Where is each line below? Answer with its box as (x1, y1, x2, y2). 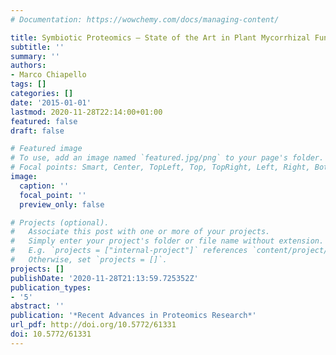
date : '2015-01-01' (10, 97, 92, 108)
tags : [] (10, 79, 47, 90)
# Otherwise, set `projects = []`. (10, 255, 168, 265)
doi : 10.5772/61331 (10, 329, 92, 339)
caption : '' (19, 181, 70, 191)
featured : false (10, 116, 78, 126)
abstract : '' (10, 301, 65, 311)
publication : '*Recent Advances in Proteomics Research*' (10, 311, 257, 321)
